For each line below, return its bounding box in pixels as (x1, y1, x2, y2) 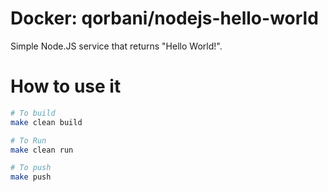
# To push (10, 163, 52, 173)
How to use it (10, 75, 122, 98)
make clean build (10, 117, 83, 127)
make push (10, 172, 52, 182)
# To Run (10, 135, 47, 146)
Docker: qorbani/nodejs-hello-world (10, 7, 319, 30)
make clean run (10, 145, 74, 155)
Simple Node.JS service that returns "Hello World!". (10, 40, 223, 52)
